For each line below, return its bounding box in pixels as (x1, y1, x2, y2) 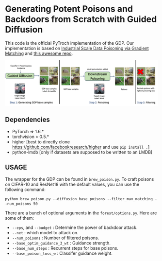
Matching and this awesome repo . (5, 50, 73, 56)
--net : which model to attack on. (12, 229, 79, 235)
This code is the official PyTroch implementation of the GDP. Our (5, 40, 134, 46)
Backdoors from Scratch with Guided (5, 14, 157, 25)
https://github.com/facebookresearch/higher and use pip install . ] (12, 144, 150, 150)
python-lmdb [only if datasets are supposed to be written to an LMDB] (12, 149, 153, 155)
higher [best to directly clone (12, 139, 70, 144)
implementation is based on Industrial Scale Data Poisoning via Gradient (5, 45, 149, 51)
